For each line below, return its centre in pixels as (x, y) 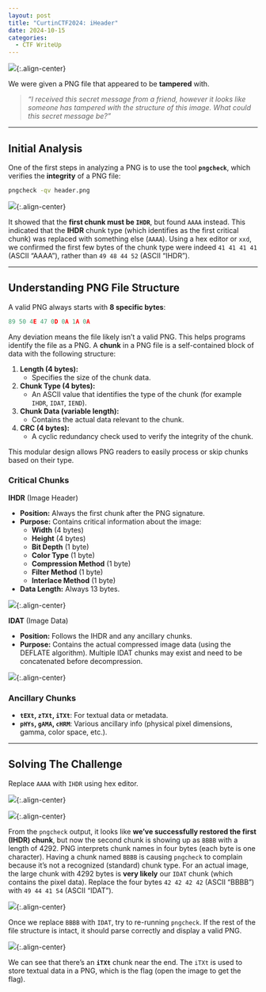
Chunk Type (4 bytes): (57, 386)
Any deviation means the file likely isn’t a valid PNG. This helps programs (127, 337)
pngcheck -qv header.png (49, 190)
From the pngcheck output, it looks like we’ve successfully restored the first (133, 831)
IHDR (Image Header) (43, 498)
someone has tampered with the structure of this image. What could (139, 108)
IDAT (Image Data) (38, 620)
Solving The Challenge (65, 764)
